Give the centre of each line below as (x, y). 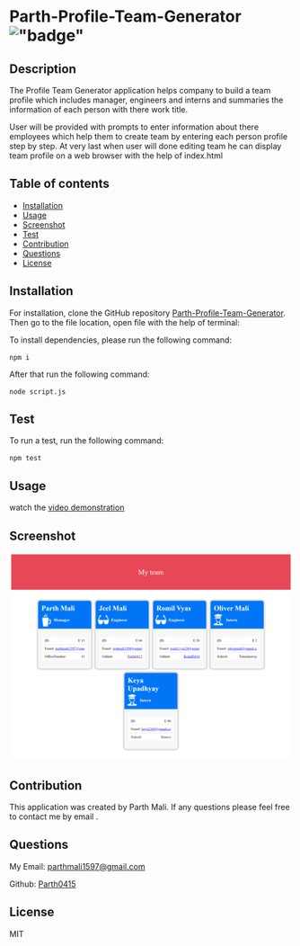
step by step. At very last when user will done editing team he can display (146, 146)
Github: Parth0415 (43, 884)
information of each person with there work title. (99, 109)
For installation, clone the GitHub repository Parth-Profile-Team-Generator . (147, 313)
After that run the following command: (79, 374)
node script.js (38, 392)
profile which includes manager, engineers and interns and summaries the (146, 100)
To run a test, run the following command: (87, 441)
